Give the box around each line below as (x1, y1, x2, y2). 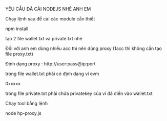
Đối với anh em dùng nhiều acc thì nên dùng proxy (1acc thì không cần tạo (5, 45, 162, 52)
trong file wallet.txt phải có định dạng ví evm (5, 70, 99, 77)
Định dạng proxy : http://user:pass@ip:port (5, 61, 96, 67)
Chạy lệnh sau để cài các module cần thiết (5, 16, 95, 21)
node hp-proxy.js (5, 110, 42, 116)
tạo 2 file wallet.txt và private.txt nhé (5, 36, 83, 41)
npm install (5, 26, 29, 32)
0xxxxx (5, 81, 21, 86)
